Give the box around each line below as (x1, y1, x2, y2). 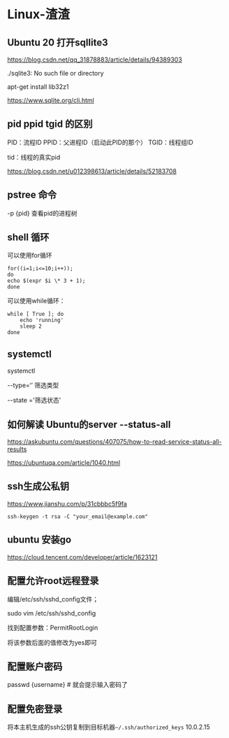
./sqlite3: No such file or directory (7, 69, 104, 77)
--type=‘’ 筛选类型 (7, 381, 59, 389)
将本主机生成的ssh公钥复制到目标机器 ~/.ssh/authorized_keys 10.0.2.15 (7, 723, 211, 732)
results (7, 445, 27, 454)
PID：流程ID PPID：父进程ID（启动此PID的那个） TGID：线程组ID (7, 138, 193, 146)
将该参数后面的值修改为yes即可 (7, 638, 98, 646)
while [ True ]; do (7, 311, 64, 318)
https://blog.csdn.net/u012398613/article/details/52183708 (7, 167, 177, 175)
